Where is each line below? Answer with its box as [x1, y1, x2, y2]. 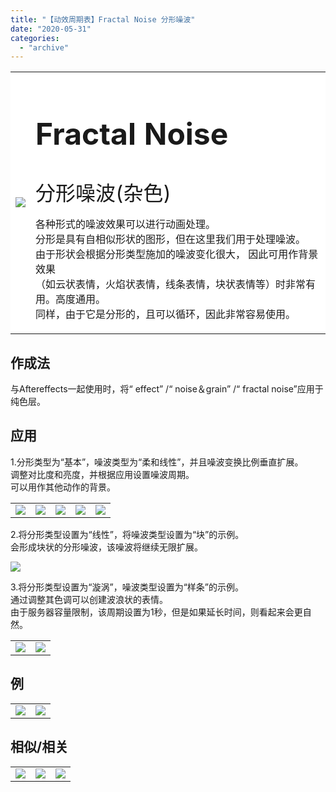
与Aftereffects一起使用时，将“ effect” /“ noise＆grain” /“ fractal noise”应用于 [10, 383, 324, 395]
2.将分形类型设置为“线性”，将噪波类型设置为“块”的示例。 [10, 528, 245, 540]
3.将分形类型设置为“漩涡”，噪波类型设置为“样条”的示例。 [10, 581, 245, 593]
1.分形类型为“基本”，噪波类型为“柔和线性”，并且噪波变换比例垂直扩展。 [10, 456, 304, 468]
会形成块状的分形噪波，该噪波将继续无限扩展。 [10, 541, 203, 553]
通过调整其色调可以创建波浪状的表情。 [10, 593, 168, 605]
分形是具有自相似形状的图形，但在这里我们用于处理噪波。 [35, 232, 307, 246]
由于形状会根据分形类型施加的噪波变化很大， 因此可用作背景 [35, 247, 319, 261]
